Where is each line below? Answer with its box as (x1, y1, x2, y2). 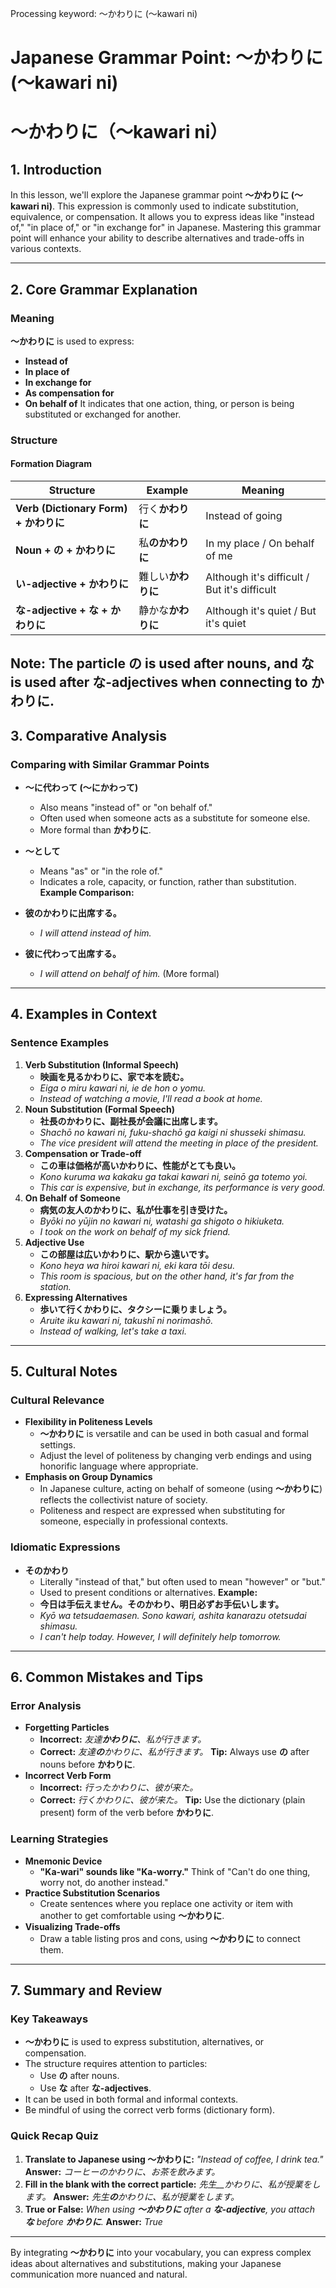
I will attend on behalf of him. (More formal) (39, 968, 220, 980)
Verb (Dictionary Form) (15, 502, 128, 515)
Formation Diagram (10, 458, 92, 470)
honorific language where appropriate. (39, 1460, 199, 1472)
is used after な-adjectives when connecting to (10, 674, 308, 691)
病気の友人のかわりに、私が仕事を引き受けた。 (39, 1203, 233, 1216)
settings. (39, 1439, 76, 1451)
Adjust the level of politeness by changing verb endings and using (39, 1450, 312, 1462)
